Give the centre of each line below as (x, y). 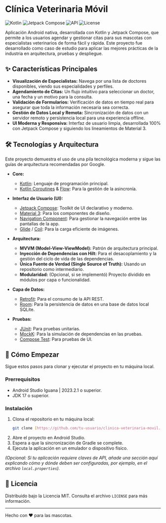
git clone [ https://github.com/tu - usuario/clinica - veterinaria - (80, 428)
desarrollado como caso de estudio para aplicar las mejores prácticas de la (82, 48)
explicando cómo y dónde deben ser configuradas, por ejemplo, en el (76, 463)
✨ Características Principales (51, 69)
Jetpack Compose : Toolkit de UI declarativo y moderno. (76, 208)
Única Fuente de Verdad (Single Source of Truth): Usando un (83, 264)
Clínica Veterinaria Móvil (57, 9)
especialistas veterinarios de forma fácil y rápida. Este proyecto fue (74, 43)
